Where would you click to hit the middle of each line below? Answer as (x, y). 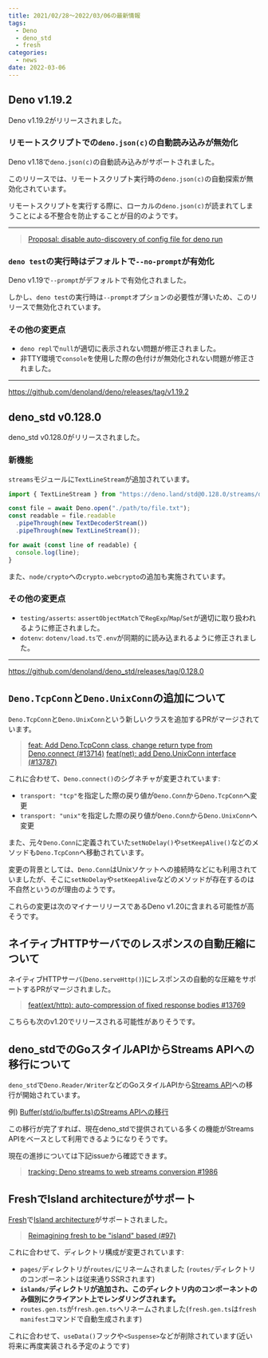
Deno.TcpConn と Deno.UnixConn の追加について (117, 698)
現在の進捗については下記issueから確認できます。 (90, 1156)
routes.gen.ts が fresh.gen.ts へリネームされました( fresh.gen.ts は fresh (138, 1309)
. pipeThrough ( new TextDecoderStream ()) (82, 524)
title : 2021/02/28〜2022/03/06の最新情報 (75, 16)
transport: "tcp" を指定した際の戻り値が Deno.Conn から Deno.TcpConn (131, 795)
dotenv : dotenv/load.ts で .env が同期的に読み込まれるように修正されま (134, 637)
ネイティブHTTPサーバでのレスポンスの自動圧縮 (127, 944)
